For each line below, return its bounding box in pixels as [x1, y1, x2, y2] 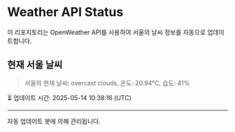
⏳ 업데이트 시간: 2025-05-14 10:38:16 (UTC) [7, 93, 131, 101]
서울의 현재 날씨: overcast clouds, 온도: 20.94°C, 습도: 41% [24, 79, 190, 87]
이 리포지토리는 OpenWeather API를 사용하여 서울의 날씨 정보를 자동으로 [7, 28, 206, 36]
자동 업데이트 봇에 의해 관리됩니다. [7, 117, 101, 125]
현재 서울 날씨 [7, 59, 63, 71]
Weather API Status [7, 4, 124, 20]
